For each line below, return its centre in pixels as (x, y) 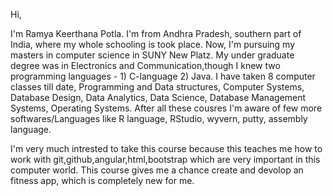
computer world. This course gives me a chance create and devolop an (157, 170)
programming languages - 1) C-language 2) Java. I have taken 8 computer (163, 76)
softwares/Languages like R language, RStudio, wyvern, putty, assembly (159, 118)
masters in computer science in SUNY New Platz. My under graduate (152, 55)
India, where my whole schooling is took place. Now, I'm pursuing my (153, 44)
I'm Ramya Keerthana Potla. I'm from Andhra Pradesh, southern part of (156, 33)
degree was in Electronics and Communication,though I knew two (145, 65)
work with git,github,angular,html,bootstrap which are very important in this (165, 159)
